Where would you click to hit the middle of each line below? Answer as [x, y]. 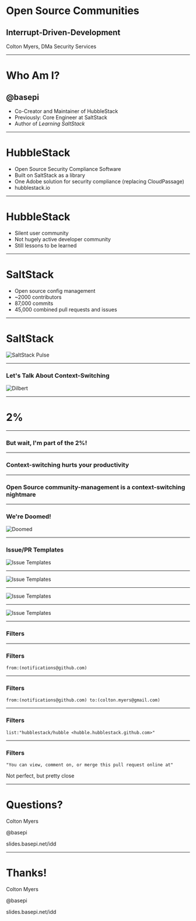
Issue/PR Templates [35, 550]
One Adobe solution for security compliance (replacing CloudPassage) [99, 181]
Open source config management [55, 290]
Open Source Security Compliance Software [68, 169]
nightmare [21, 494]
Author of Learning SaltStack [50, 124]
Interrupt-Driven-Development [63, 32]
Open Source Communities [73, 11]
